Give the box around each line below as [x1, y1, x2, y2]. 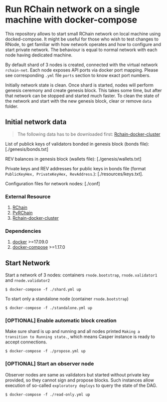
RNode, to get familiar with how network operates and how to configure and [5, 41, 161, 47]
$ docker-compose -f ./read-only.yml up [5, 392, 91, 397]
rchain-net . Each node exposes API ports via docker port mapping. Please [5, 67, 159, 73]
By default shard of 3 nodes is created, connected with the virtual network [5, 62, 158, 68]
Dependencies [5, 227, 41, 234]
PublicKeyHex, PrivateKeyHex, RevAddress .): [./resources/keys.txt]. [5, 171, 144, 177]
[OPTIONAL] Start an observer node [5, 360, 94, 367]
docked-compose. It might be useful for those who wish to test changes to [5, 36, 159, 42]
